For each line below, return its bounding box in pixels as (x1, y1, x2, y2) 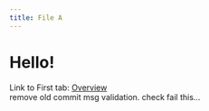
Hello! (9, 51, 55, 72)
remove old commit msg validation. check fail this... (9, 91, 201, 102)
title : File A (9, 13, 63, 23)
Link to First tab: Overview (9, 82, 108, 93)
